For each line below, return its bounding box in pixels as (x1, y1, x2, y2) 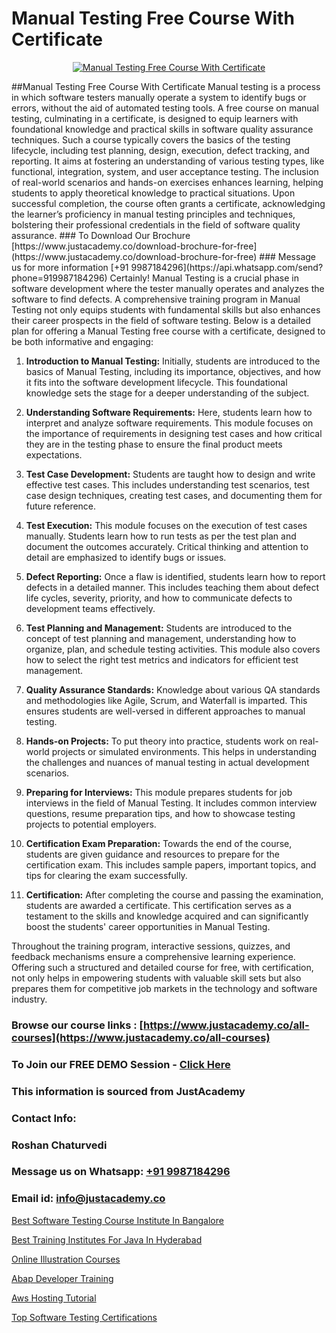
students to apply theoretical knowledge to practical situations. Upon (11, 187, 296, 199)
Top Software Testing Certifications (11, 1311, 158, 1323)
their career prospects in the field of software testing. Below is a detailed (11, 314, 311, 326)
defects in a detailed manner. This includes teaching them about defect (25, 581, 320, 593)
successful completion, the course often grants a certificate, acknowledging (11, 197, 326, 209)
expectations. (25, 448, 83, 461)
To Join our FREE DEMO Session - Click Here (11, 1057, 231, 1071)
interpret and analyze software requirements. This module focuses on (25, 417, 314, 429)
